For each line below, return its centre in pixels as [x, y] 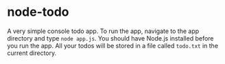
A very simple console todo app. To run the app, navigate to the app [103, 31]
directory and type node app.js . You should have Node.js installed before [110, 38]
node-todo [38, 12]
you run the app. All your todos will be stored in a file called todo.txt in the [113, 45]
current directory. [32, 53]
